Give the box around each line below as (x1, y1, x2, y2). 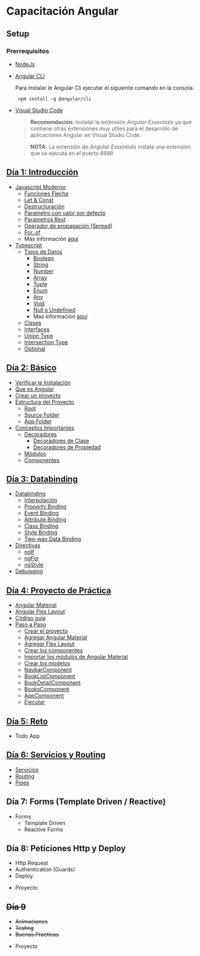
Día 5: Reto (6, 716, 48, 727)
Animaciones (15, 918, 48, 926)
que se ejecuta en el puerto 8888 (30, 149, 114, 156)
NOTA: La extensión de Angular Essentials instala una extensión (30, 143, 191, 150)
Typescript (15, 242, 42, 249)
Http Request (15, 859, 48, 867)
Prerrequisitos (6, 47, 50, 55)
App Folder (24, 417, 52, 425)
